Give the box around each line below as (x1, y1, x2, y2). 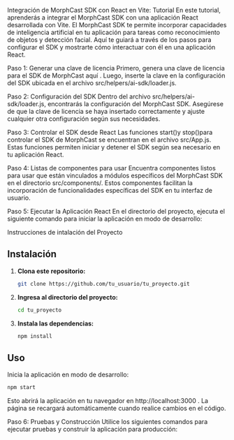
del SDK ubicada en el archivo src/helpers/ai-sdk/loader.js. (7, 79, 177, 87)
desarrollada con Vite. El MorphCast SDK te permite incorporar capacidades (7, 21, 227, 29)
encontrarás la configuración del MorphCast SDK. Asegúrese (47, 100, 224, 108)
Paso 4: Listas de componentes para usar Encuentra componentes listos (7, 164, 217, 172)
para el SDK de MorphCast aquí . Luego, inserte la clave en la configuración (7, 71, 226, 80)
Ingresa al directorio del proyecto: (17, 293, 118, 301)
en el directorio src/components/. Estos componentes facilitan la (7, 179, 193, 187)
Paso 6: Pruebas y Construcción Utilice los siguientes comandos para (7, 418, 208, 426)
